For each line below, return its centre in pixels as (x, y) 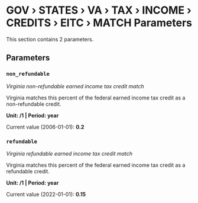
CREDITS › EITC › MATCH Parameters (99, 23)
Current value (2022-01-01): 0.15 (46, 194)
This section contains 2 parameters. (50, 39)
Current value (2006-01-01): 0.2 (45, 127)
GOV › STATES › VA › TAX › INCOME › (99, 10)
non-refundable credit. (34, 104)
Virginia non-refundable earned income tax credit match (75, 86)
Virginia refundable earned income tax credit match (69, 153)
